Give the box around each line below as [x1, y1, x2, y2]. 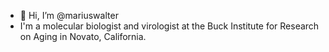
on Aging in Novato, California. [19, 31, 147, 42]
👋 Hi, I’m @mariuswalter [19, 10, 119, 21]
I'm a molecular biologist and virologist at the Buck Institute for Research [19, 20, 320, 32]
